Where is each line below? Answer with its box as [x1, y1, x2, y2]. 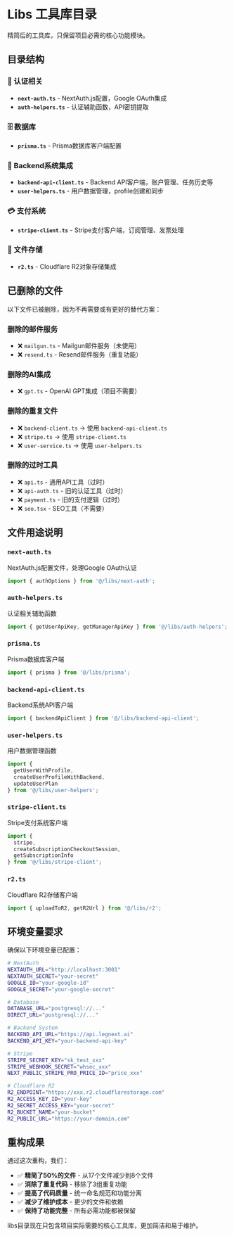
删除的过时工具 [7, 460, 58, 470]
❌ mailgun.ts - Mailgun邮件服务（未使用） [17, 341, 141, 350]
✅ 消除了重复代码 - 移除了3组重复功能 [17, 1180, 128, 1189]
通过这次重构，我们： [7, 1157, 69, 1165]
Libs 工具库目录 [7, 6, 97, 23]
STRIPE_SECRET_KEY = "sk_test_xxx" [7, 1057, 105, 1064]
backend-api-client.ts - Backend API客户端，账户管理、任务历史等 [17, 178, 214, 186]
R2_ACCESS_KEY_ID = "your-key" [7, 1095, 93, 1103]
